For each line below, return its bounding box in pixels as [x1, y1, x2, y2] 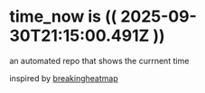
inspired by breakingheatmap [9, 72, 119, 83]
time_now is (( [9, 6, 117, 27]
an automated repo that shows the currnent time [9, 55, 190, 66]
